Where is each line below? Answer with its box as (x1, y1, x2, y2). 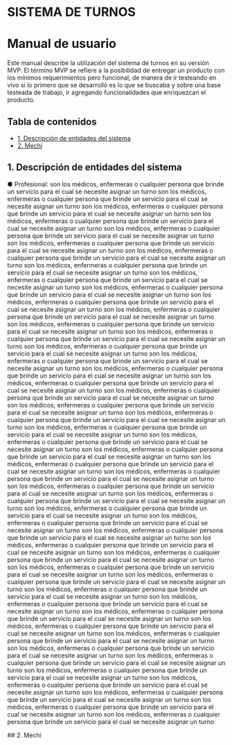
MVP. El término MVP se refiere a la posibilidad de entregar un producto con (7, 67, 225, 75)
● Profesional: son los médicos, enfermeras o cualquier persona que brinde (7, 179, 224, 188)
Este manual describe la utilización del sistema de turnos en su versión (7, 59, 209, 67)
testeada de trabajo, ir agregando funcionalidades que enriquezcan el (7, 88, 206, 97)
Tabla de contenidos (7, 116, 97, 128)
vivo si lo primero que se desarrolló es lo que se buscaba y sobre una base (7, 81, 222, 89)
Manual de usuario (7, 36, 116, 52)
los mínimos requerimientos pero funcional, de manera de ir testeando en (7, 73, 217, 82)
